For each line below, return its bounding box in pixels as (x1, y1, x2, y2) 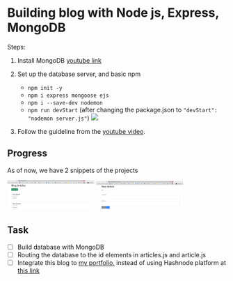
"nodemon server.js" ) (27, 114, 90, 122)
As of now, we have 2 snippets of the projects (7, 166, 138, 174)
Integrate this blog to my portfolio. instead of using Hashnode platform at (17, 259, 226, 266)
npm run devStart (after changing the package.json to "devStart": (27, 105, 218, 114)
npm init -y (27, 84, 63, 91)
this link (17, 266, 40, 275)
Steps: (7, 43, 26, 51)
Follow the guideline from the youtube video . (17, 127, 146, 135)
